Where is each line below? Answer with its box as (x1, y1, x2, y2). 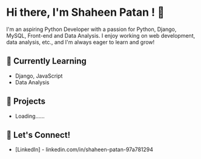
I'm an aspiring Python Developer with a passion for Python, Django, (6, 25, 177, 33)
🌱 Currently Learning (6, 56, 87, 66)
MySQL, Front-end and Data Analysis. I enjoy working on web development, (6, 32, 196, 39)
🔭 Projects (6, 96, 46, 107)
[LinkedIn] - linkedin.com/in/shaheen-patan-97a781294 (15, 146, 153, 154)
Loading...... (15, 112, 45, 120)
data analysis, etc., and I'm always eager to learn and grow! (6, 38, 155, 46)
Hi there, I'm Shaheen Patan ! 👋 (6, 5, 165, 19)
